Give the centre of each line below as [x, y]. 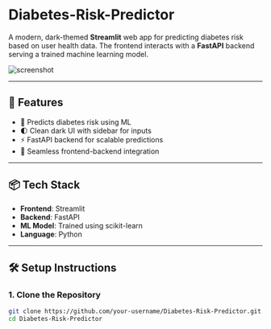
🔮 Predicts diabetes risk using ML [75, 121]
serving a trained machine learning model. [79, 54]
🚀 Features [36, 103]
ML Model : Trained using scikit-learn [81, 225]
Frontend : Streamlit [52, 208]
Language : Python [51, 234]
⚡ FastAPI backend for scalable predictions [92, 139]
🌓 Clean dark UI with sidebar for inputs [85, 130]
